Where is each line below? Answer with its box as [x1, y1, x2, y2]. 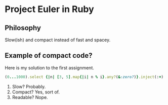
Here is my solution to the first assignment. [5, 64, 94, 71]
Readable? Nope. [12, 94, 49, 100]
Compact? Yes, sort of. [12, 89, 60, 95]
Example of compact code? [5, 51, 93, 60]
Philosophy [5, 24, 41, 32]
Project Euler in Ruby [5, 4, 94, 15]
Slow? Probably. [12, 83, 46, 89]
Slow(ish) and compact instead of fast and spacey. [5, 37, 111, 43]
